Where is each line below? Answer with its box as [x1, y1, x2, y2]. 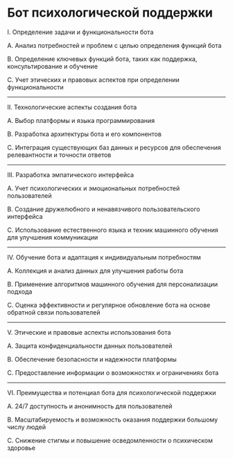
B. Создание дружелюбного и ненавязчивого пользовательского [7, 205, 200, 213]
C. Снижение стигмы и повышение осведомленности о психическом [7, 436, 213, 444]
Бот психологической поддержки [7, 5, 213, 21]
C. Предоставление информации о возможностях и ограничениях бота [7, 368, 219, 376]
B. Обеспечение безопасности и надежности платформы [7, 355, 177, 363]
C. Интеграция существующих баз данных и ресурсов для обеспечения [7, 143, 221, 151]
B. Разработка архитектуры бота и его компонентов [7, 130, 162, 138]
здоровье [7, 443, 36, 452]
